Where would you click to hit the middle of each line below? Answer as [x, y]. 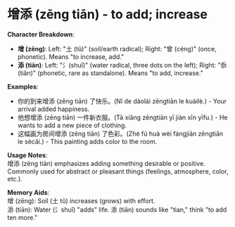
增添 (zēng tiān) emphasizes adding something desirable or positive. [106, 163]
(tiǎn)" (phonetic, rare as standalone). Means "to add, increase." [110, 73]
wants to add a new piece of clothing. [72, 125]
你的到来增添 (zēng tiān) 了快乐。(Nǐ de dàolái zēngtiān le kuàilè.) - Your [122, 101]
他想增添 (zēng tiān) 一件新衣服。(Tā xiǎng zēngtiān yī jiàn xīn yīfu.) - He [122, 117]
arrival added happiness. [53, 109]
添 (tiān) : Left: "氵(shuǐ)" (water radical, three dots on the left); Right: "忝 [122, 65]
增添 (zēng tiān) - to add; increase [107, 14]
